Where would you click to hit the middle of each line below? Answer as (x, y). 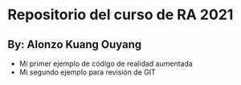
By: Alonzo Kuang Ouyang (75, 45)
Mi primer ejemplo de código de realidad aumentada (106, 63)
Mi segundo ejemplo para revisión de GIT (87, 72)
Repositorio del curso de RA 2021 (120, 15)
